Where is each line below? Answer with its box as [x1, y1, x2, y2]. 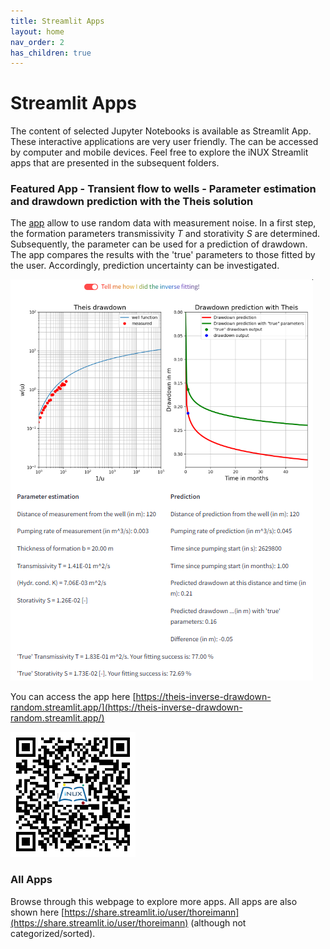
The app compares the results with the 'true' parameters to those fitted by [10, 249, 316, 261]
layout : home [10, 26, 65, 37]
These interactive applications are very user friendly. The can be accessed [10, 136, 319, 148]
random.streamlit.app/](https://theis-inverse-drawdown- [10, 701, 243, 714]
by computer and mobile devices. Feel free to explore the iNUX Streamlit [10, 146, 309, 159]
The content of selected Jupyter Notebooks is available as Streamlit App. [10, 125, 312, 137]
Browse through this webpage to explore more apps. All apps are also [10, 895, 298, 907]
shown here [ [10, 906, 65, 918]
